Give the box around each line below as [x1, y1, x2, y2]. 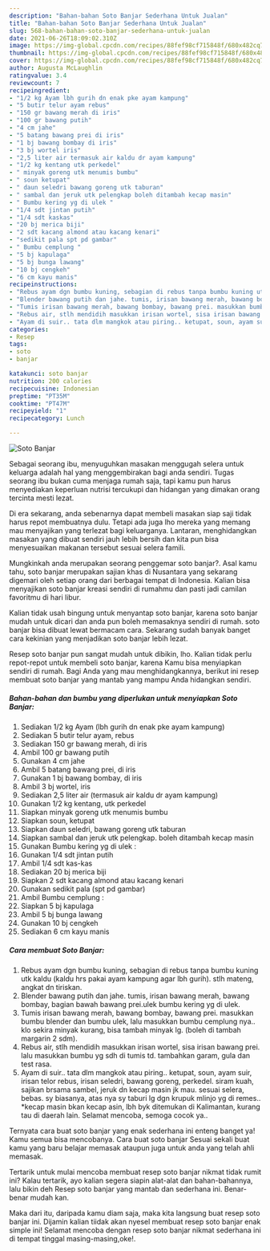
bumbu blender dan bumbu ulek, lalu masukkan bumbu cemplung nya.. [20, 1017, 256, 1026]
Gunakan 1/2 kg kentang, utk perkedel [20, 798, 147, 808]
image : [9, 42, 31, 50]
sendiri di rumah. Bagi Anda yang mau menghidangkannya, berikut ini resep [9, 666, 260, 675]
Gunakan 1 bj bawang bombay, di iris [20, 772, 143, 783]
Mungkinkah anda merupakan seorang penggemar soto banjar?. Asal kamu [9, 559, 257, 568]
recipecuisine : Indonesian [9, 385, 99, 393]
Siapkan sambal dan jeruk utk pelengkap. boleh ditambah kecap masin [20, 833, 255, 842]
